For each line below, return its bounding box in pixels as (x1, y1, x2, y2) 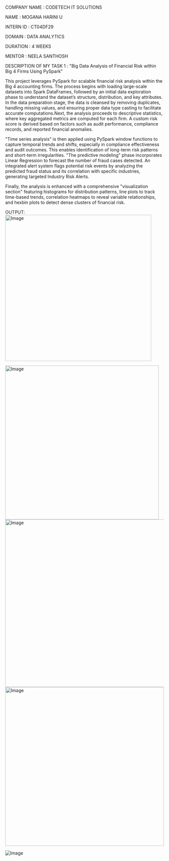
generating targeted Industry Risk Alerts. (5, 174, 90, 180)
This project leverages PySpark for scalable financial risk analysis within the (5, 78, 163, 84)
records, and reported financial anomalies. (5, 126, 93, 132)
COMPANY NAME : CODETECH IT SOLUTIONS (5, 5, 102, 10)
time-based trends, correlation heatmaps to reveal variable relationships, (5, 194, 156, 200)
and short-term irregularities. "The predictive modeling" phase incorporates (5, 152, 162, 158)
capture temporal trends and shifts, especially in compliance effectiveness (5, 141, 159, 147)
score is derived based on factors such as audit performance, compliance (5, 121, 158, 127)
